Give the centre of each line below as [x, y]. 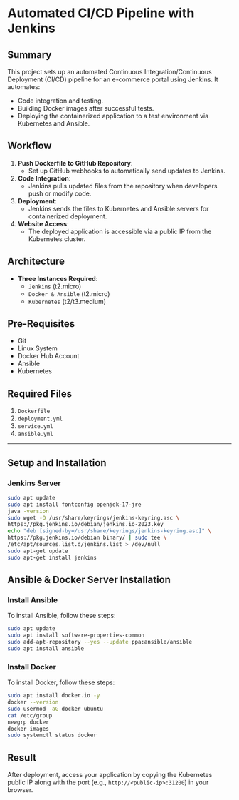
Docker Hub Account [48, 356]
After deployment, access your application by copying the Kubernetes [110, 775]
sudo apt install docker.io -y [54, 696]
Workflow [30, 146]
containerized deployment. [68, 216]
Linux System [38, 348]
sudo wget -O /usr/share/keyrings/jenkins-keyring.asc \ [94, 518]
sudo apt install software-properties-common [76, 636]
